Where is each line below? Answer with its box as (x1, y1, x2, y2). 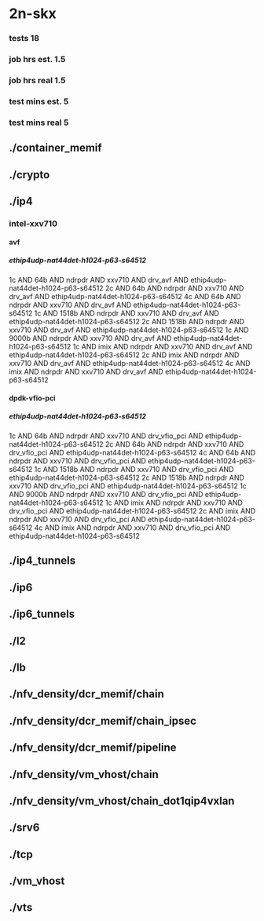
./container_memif (9, 141, 102, 155)
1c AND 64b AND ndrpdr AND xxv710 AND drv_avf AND (9, 276, 189, 285)
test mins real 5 (9, 117, 69, 128)
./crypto (9, 168, 50, 181)
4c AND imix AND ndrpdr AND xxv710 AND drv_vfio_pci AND (34, 523, 231, 532)
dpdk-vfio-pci (9, 393, 56, 403)
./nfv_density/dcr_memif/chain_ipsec (9, 714, 197, 727)
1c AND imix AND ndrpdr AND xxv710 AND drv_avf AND (72, 342, 253, 352)
